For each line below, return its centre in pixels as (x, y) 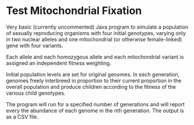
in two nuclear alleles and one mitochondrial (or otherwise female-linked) (94, 39)
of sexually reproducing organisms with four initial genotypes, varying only (96, 33)
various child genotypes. (36, 93)
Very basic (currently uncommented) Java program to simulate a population (97, 27)
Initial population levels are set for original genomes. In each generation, (93, 74)
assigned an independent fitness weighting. (59, 63)
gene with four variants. (34, 46)
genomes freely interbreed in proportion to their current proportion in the (94, 81)
